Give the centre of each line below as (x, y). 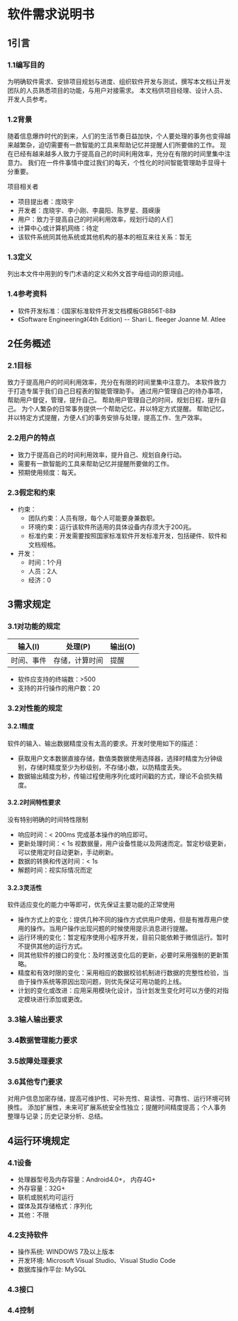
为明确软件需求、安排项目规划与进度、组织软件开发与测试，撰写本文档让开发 (119, 81)
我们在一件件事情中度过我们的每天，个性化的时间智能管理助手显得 (124, 163)
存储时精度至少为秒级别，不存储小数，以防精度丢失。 (108, 767)
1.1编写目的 (26, 64)
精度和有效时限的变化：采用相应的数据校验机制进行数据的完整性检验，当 (123, 973)
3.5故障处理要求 (35, 1061)
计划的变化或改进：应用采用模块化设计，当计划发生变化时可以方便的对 (120, 991)
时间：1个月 (45, 562)
